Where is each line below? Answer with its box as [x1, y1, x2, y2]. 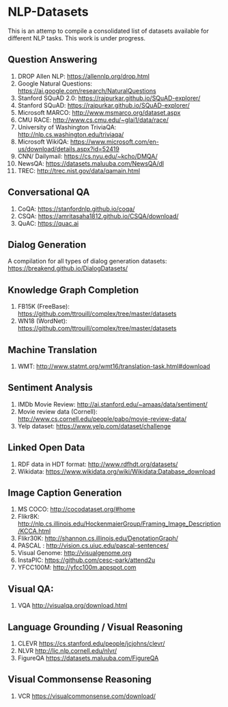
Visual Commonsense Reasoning [8, 673, 152, 685]
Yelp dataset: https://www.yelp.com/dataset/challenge [17, 422, 171, 430]
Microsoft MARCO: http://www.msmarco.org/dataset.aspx [17, 108, 181, 116]
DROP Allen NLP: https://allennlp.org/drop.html [17, 72, 149, 80]
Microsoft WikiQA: [17, 138, 69, 146]
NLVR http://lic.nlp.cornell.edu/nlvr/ [17, 647, 117, 655]
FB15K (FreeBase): [17, 303, 70, 311]
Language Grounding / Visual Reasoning [8, 621, 183, 633]
